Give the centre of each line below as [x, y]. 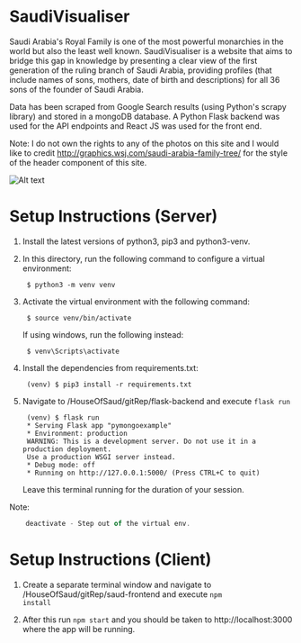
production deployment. [67, 449]
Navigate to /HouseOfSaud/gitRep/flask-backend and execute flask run [156, 401]
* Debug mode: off [61, 465]
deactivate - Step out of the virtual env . [108, 523]
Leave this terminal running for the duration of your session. [133, 489]
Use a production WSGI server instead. [101, 457]
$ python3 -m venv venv [71, 285]
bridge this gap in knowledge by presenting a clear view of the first [133, 60]
